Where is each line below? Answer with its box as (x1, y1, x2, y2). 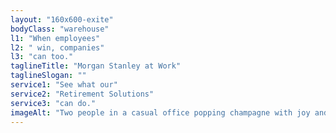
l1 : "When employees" (10, 33, 101, 43)
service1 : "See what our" (10, 80, 118, 90)
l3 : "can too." (10, 52, 74, 62)
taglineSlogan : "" (10, 71, 87, 81)
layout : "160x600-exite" (10, 14, 114, 25)
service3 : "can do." (10, 98, 97, 108)
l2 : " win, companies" (10, 42, 105, 53)
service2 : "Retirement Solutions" (10, 89, 155, 99)
